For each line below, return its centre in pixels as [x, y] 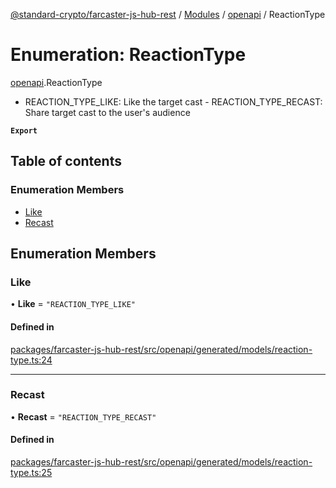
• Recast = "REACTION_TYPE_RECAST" [83, 416]
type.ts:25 [31, 473]
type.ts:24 [31, 360]
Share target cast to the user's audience [107, 112]
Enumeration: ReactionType [128, 55]
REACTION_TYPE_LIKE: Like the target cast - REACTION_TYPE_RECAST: [173, 101]
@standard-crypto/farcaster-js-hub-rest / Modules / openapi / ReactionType [168, 14]
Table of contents [66, 161]
